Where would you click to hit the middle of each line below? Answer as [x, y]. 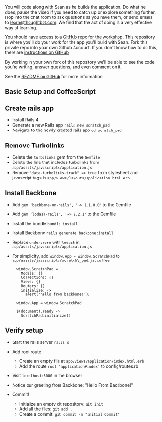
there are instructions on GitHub [37, 52]
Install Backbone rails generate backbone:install [63, 233]
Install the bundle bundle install [45, 223]
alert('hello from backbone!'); [58, 294]
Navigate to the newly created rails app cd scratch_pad [67, 130]
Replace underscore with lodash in [46, 242]
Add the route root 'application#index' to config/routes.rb [79, 366]
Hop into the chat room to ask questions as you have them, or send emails [79, 17]
